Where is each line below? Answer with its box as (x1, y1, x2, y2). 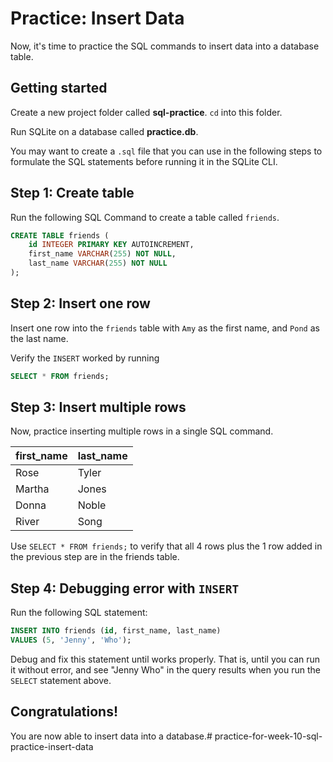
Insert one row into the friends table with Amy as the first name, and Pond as (10, 322, 320, 334)
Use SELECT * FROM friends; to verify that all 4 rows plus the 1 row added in (10, 540, 323, 552)
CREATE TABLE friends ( (10, 230, 110, 241)
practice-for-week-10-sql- (214, 730, 323, 742)
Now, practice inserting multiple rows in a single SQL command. (10, 425, 274, 437)
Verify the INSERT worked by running (10, 352, 160, 364)
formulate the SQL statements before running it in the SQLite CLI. (10, 155, 278, 167)
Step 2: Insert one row (10, 295, 151, 312)
